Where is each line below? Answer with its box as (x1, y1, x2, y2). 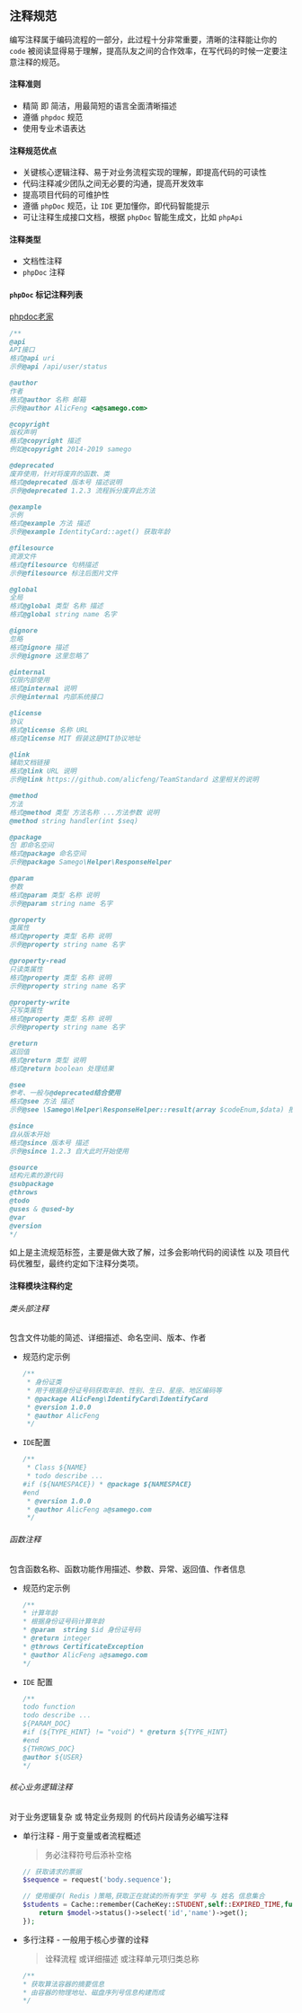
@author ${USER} (22, 1752, 84, 1761)
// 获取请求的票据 (22, 1867, 83, 1876)
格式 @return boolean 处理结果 (9, 1064, 114, 1073)
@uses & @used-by (9, 1204, 75, 1213)
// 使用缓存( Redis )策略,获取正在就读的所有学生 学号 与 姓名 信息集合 (22, 1892, 265, 1901)
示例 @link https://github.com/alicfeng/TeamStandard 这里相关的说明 (9, 776, 259, 785)
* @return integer (22, 1634, 92, 1643)
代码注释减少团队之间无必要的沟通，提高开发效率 (22, 178, 204, 189)
